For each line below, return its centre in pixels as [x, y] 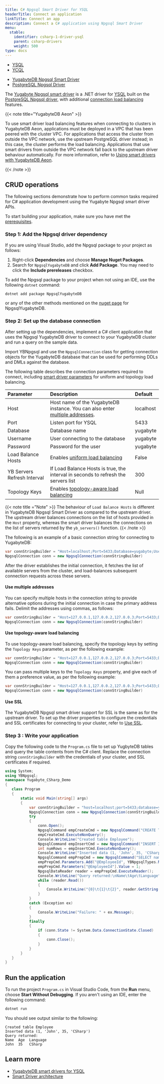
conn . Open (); [51, 826]
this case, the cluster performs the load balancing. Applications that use [77, 144]
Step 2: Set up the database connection [53, 321]
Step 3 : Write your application [42, 736]
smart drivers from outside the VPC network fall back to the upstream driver [82, 149]
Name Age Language [26, 1040]
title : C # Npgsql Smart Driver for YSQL [47, 10]
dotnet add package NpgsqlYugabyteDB [43, 294]
